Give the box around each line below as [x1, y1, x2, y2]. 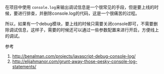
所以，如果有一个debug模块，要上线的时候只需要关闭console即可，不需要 [5, 21, 154, 26]
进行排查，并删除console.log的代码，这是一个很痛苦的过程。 [18, 10, 140, 16]
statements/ [12, 64, 37, 70]
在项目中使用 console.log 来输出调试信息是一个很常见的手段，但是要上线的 [5, 4, 155, 10]
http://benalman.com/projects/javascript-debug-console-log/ [12, 53, 136, 59]
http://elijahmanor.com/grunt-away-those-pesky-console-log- [12, 58, 138, 64]
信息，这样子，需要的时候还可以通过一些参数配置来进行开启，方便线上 [18, 27, 159, 33]
